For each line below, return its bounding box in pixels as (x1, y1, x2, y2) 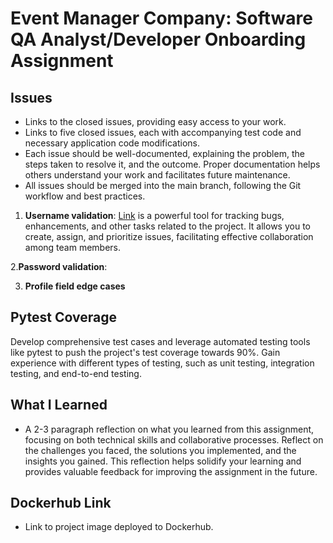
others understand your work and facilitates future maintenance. (24, 169, 291, 181)
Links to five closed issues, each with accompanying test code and (24, 127, 302, 138)
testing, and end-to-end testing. (10, 367, 142, 379)
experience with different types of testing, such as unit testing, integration (10, 357, 315, 369)
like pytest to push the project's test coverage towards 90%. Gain (10, 346, 281, 358)
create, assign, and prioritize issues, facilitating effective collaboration (24, 231, 314, 242)
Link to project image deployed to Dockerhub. (24, 521, 214, 533)
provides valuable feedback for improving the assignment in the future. (24, 465, 318, 477)
